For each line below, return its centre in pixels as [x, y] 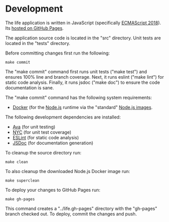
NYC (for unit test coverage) [42, 132]
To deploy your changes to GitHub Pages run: [53, 190]
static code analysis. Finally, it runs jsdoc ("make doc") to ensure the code [83, 82]
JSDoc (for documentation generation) [53, 143]
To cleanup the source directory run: [44, 152]
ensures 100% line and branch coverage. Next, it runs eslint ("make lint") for [85, 77]
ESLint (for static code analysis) [46, 137]
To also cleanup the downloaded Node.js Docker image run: [68, 171]
